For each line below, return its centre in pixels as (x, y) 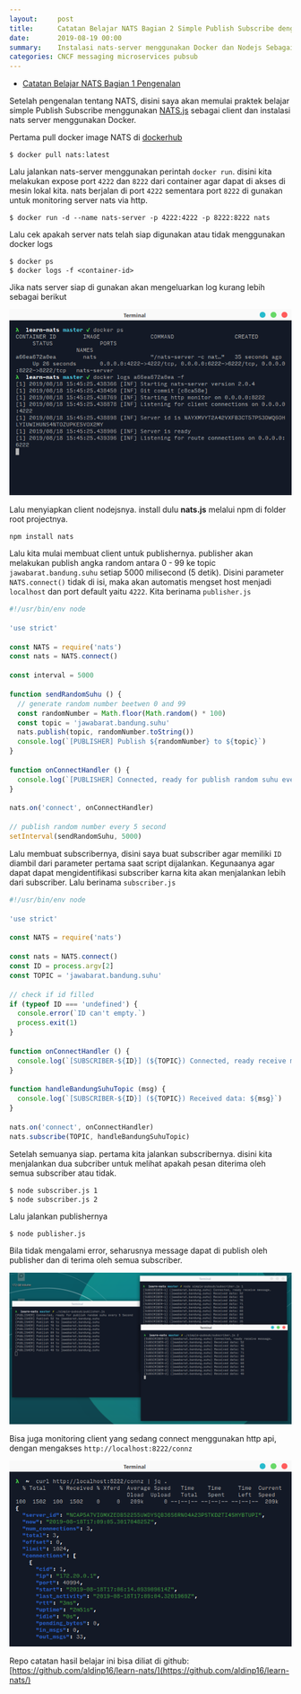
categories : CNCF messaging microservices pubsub (104, 57)
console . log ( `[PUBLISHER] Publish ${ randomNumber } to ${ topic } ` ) (142, 742)
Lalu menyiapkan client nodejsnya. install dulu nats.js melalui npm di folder (148, 510)
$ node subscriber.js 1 (54, 1190)
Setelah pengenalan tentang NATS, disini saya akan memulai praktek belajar (150, 101)
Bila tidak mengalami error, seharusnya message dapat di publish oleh (138, 1250)
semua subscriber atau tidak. (63, 1173)
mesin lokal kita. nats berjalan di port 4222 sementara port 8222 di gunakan (146, 191)
